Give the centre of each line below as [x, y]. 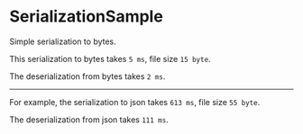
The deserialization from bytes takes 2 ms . [87, 76]
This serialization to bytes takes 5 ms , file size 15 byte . [110, 58]
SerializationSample [87, 17]
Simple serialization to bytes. [63, 41]
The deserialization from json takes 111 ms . [89, 120]
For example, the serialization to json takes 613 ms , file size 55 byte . [135, 102]
